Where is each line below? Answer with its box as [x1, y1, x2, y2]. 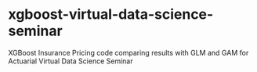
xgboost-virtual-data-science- [8, 5, 214, 23]
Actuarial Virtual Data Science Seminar [8, 56, 133, 66]
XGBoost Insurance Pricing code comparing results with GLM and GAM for [8, 48, 249, 57]
